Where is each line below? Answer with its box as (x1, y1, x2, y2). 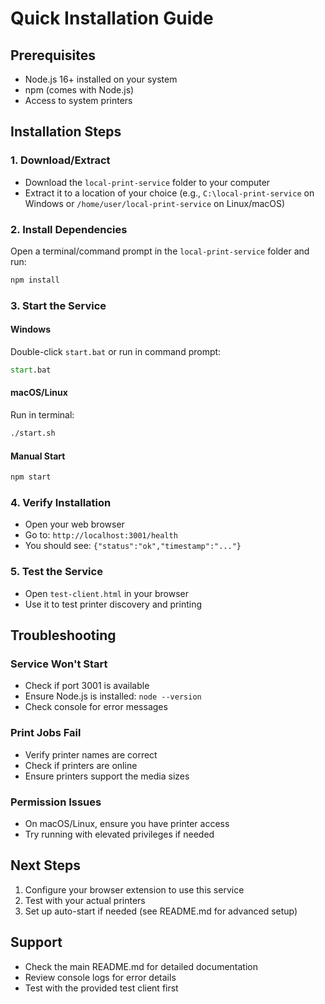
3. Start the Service (10, 298, 107, 312)
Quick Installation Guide (10, 7, 214, 30)
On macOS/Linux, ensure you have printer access (24, 817, 230, 829)
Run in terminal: (10, 409, 75, 421)
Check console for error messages (24, 701, 168, 713)
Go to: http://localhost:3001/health (24, 529, 178, 541)
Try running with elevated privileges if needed (24, 828, 215, 840)
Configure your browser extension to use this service (24, 883, 245, 896)
